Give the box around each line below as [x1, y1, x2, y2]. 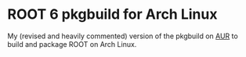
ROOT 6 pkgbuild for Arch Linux [7, 5, 218, 23]
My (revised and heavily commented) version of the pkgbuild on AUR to [7, 31, 238, 41]
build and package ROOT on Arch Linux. [7, 39, 137, 48]
